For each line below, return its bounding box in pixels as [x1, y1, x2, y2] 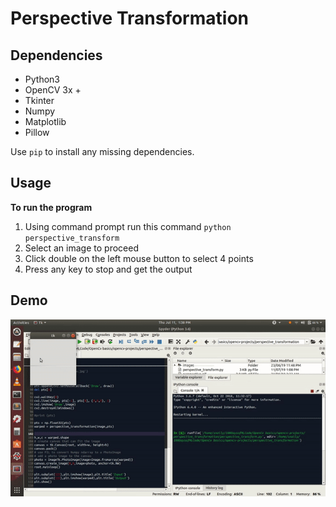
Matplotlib [24, 116, 67, 127]
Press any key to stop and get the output [24, 263, 193, 275]
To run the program [10, 201, 93, 213]
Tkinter [24, 95, 55, 106]
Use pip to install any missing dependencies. [10, 146, 195, 157]
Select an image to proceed [24, 242, 139, 254]
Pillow [24, 127, 50, 138]
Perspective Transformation [10, 7, 249, 30]
